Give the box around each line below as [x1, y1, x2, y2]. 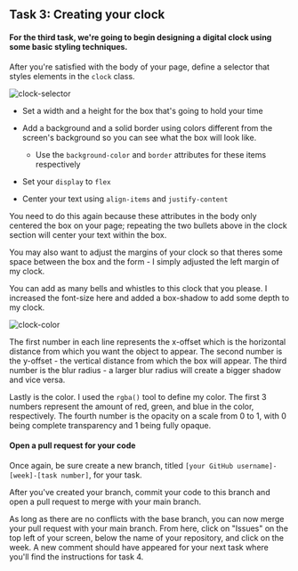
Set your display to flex [21, 175, 111, 186]
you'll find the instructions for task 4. [9, 551, 144, 562]
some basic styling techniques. [9, 41, 128, 52]
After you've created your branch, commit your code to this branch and [9, 486, 270, 497]
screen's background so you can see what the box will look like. [21, 132, 257, 143]
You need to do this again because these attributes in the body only [9, 210, 257, 221]
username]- [237, 461, 278, 470]
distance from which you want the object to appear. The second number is [9, 346, 283, 356]
